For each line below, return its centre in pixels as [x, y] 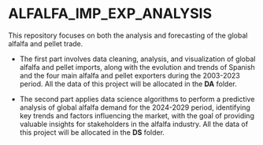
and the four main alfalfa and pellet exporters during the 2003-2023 [130, 75]
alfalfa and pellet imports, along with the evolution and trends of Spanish [137, 67]
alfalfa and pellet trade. [46, 43]
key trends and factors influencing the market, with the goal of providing [137, 115]
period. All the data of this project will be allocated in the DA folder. [128, 84]
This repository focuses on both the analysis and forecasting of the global [128, 35]
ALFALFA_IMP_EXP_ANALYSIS [110, 14]
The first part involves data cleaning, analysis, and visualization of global [137, 59]
